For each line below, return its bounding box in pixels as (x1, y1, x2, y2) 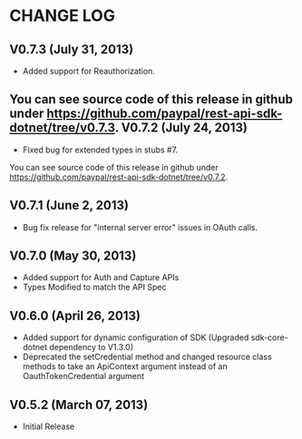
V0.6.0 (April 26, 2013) (9, 307, 141, 323)
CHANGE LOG (9, 5, 116, 26)
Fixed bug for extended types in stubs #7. (22, 144, 179, 155)
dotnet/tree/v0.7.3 (9, 120, 115, 136)
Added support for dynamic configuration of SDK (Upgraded (22, 332, 249, 343)
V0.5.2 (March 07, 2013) (9, 396, 149, 413)
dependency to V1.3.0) (49, 342, 134, 353)
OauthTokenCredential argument (22, 371, 145, 382)
